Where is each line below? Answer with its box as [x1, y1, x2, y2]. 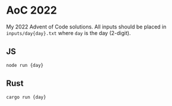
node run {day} [6, 62, 44, 68]
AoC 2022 [6, 4, 58, 17]
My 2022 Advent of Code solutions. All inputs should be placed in [6, 23, 167, 30]
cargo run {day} [6, 94, 46, 100]
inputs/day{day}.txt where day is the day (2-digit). [6, 29, 131, 36]
